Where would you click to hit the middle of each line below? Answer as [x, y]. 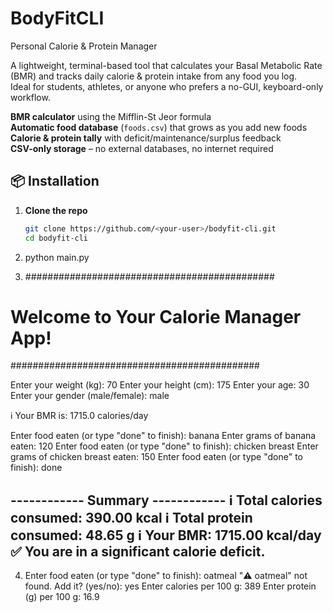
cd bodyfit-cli [56, 238]
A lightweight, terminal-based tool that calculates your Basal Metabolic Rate [166, 65]
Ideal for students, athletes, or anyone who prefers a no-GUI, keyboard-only [167, 86]
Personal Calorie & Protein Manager [84, 46]
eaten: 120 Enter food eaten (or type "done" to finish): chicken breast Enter [164, 446]
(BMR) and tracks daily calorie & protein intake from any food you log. [154, 76]
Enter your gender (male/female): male [90, 396]
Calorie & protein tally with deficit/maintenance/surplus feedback [146, 138]
